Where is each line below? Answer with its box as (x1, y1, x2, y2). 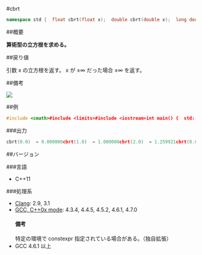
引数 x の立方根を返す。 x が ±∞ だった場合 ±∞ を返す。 (6, 66, 145, 74)
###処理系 (6, 187, 32, 194)
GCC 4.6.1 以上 (14, 242, 52, 250)
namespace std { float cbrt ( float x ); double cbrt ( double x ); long (6, 17, 187, 23)
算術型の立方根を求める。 (6, 41, 70, 48)
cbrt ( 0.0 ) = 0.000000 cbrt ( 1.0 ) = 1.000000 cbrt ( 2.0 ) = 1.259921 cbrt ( (6, 139, 190, 145)
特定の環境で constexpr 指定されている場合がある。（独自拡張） (14, 235, 173, 242)
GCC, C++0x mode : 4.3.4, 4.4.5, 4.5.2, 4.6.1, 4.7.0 (14, 206, 138, 213)
